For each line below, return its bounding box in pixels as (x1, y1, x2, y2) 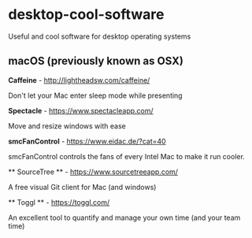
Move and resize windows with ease (8, 121, 126, 131)
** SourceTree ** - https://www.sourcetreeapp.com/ (8, 167, 179, 177)
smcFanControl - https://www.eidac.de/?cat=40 (8, 136, 167, 146)
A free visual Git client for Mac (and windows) (8, 182, 157, 192)
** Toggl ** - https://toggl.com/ (8, 197, 110, 206)
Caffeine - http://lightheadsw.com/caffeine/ (8, 75, 150, 84)
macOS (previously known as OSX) (8, 54, 183, 68)
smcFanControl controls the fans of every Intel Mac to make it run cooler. (8, 151, 246, 161)
